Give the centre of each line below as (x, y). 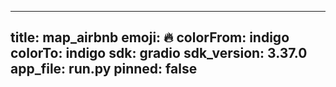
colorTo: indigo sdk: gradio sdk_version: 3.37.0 (159, 53)
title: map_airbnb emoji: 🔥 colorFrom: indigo (150, 37)
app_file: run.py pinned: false (104, 69)
